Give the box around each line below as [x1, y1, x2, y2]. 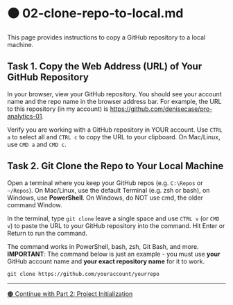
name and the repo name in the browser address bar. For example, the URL [7, 97, 222, 105]
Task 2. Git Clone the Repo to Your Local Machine [7, 160, 224, 172]
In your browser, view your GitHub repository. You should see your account [7, 89, 222, 98]
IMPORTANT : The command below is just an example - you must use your [7, 250, 221, 258]
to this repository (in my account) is [7, 105, 109, 113]
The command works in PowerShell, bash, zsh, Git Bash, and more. [7, 242, 199, 250]
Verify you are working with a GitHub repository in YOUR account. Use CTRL [7, 125, 223, 134]
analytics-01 [7, 112, 42, 120]
